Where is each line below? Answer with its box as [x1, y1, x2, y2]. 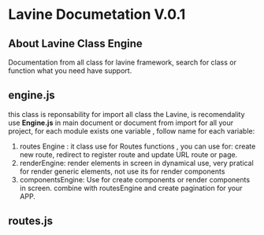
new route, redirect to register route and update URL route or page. [19, 149, 238, 159]
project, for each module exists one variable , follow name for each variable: [8, 126, 255, 135]
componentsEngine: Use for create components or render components [19, 174, 251, 184]
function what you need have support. [8, 66, 132, 75]
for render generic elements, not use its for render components [19, 167, 225, 176]
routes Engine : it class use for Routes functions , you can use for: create [19, 141, 256, 151]
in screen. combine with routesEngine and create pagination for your [19, 183, 243, 193]
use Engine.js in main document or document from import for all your [8, 118, 234, 127]
